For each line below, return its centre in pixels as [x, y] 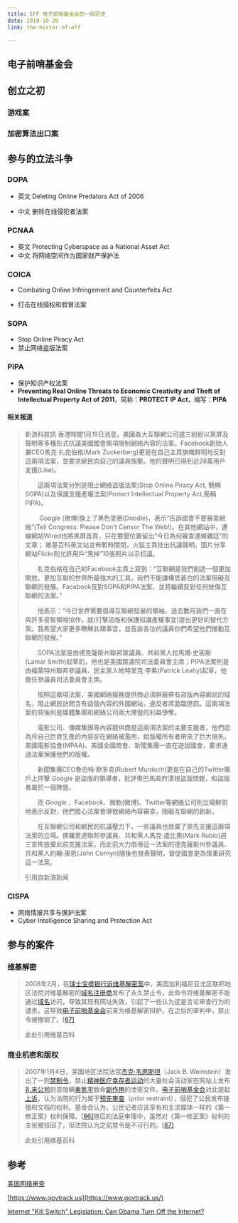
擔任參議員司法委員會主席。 [65, 680]
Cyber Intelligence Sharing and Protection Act [85, 921]
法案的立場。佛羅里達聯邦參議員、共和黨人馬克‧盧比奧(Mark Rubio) [123, 836]
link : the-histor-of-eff [44, 27]
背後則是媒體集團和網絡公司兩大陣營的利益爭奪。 [109, 712]
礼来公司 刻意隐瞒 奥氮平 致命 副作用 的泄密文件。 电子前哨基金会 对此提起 [128, 1090]
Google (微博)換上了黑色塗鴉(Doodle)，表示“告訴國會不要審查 [129, 518]
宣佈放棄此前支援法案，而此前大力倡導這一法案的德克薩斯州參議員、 [131, 844]
